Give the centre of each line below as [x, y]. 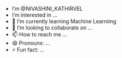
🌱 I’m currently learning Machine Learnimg [64, 21]
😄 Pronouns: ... [31, 43]
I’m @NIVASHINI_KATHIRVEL [47, 9]
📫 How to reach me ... [39, 34]
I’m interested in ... [35, 15]
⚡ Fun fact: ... [28, 50]
